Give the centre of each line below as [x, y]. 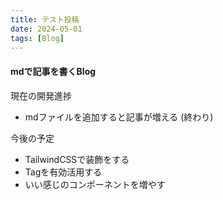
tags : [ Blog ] [37, 38]
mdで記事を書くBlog [53, 71]
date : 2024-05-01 [46, 29]
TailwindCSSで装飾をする [77, 159]
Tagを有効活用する [63, 172]
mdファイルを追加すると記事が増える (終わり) [119, 117]
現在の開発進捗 [41, 95]
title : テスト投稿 [45, 19]
